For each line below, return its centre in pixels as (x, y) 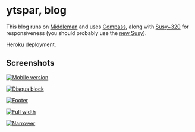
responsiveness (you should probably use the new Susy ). (76, 33)
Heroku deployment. (31, 44)
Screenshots (30, 63)
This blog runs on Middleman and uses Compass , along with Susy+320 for (97, 27)
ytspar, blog (37, 10)
